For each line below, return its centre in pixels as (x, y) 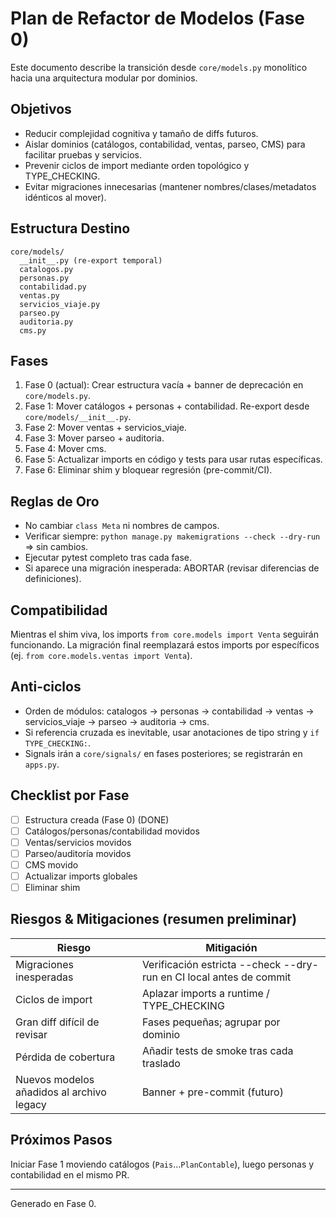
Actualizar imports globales (81, 876)
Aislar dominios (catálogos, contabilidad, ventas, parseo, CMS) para (165, 144)
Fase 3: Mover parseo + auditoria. (94, 438)
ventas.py (39, 295)
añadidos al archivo (61, 1092)
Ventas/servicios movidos (78, 842)
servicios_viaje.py (60, 304)
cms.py (33, 330)
